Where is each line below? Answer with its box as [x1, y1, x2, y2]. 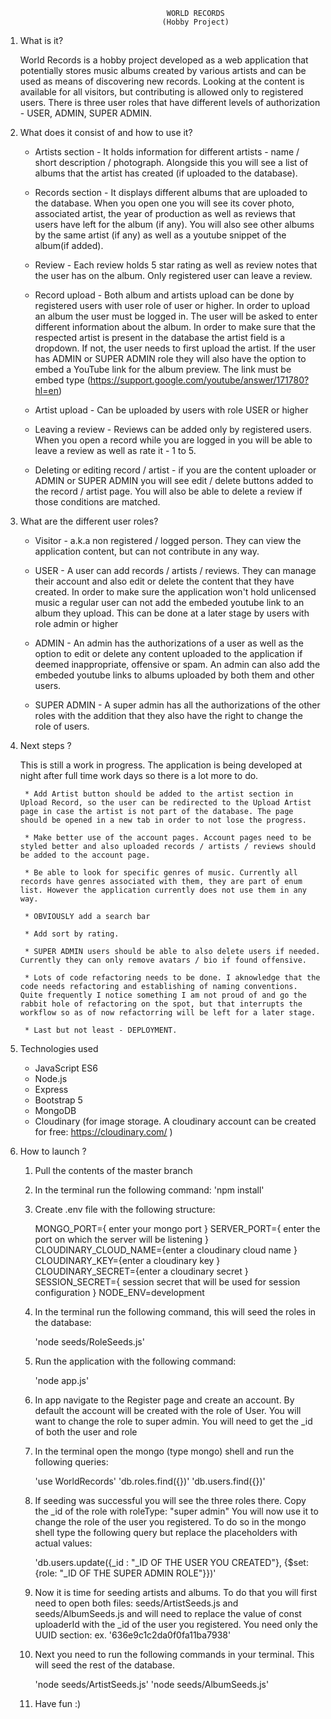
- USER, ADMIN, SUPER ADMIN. [19, 107, 153, 119]
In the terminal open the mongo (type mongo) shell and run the [34, 1445, 295, 1457]
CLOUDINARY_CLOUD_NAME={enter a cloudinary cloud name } [34, 1244, 298, 1256]
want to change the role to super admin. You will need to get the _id [34, 1415, 313, 1427]
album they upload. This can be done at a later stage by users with [34, 607, 310, 619]
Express [34, 1084, 69, 1095]
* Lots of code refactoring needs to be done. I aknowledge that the [24, 973, 321, 983]
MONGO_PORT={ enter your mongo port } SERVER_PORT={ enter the [34, 1223, 321, 1234]
